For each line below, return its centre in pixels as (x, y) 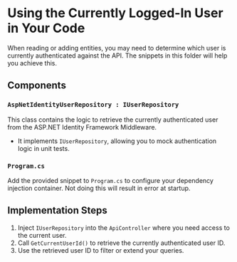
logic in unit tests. (43, 148)
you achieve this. (32, 63)
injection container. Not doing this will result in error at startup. (99, 188)
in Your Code (46, 28)
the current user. (42, 235)
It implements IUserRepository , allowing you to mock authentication (117, 141)
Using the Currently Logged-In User (115, 13)
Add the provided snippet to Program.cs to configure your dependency (110, 180)
